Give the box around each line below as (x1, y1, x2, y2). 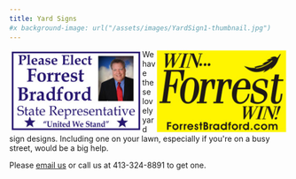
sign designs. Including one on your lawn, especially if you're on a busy (9, 133, 270, 144)
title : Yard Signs (9, 14, 77, 23)
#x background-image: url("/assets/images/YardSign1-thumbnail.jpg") (9, 23, 272, 33)
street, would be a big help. (9, 142, 109, 153)
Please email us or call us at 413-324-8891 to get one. (9, 160, 206, 170)
